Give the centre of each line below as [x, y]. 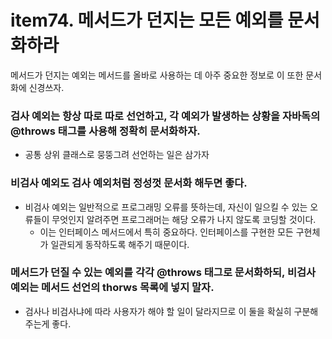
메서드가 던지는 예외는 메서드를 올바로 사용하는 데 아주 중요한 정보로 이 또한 [157, 75]
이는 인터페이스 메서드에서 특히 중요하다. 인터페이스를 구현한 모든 [166, 232]
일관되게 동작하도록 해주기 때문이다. [120, 244]
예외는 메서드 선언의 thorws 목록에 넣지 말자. [112, 288]
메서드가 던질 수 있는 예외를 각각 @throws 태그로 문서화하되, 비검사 [163, 273]
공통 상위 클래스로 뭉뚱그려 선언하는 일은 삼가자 [117, 155]
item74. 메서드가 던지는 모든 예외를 [147, 20]
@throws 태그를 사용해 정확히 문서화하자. [105, 131]
